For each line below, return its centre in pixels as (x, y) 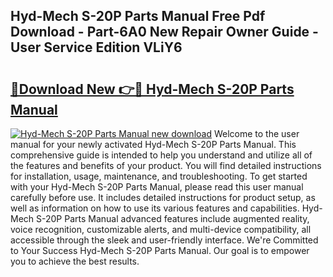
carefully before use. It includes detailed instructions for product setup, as (163, 197)
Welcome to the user (256, 133)
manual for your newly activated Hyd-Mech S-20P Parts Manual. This (153, 144)
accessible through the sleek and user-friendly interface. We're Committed (164, 240)
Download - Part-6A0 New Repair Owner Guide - (164, 32)
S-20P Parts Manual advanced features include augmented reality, (173, 218)
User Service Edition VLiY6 (96, 47)
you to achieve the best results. (75, 261)
